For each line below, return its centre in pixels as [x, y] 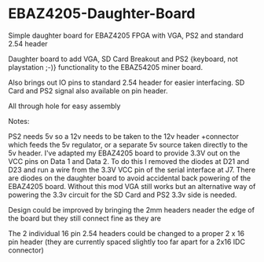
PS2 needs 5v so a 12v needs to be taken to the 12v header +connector [124, 136]
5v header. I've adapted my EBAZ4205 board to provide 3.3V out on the [124, 153]
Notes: [19, 121]
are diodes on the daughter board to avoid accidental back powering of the [130, 178]
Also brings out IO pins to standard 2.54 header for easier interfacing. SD [126, 82]
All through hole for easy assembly [64, 106]
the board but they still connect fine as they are [84, 218]
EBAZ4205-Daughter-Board [102, 14]
